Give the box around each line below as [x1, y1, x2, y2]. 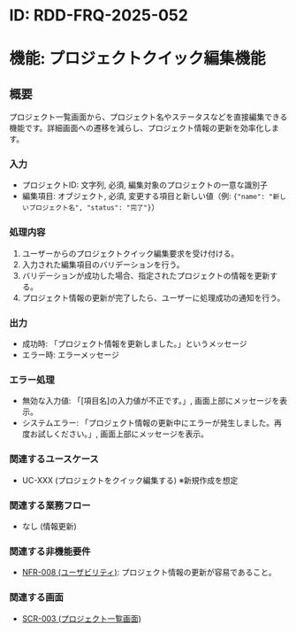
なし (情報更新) [21, 520, 77, 531]
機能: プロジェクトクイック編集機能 [9, 49, 266, 69]
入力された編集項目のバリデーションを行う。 [21, 258, 185, 270]
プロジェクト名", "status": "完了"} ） [28, 202, 160, 212]
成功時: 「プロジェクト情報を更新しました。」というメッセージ [21, 338, 247, 350]
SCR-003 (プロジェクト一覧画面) [21, 613, 141, 624]
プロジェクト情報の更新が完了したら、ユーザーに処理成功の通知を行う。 [21, 292, 285, 303]
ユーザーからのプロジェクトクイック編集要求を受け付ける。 [21, 248, 239, 258]
